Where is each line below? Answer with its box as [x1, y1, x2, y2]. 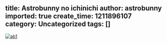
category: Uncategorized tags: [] [5, 20, 111, 28]
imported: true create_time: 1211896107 [5, 12, 132, 21]
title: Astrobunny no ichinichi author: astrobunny [5, 4, 162, 13]
